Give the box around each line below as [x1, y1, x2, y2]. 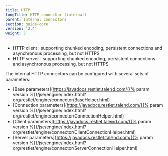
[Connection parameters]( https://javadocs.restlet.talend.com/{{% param [12, 102, 163, 108]
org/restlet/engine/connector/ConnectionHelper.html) [12, 113, 124, 119]
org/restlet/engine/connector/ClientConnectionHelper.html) [12, 129, 136, 135]
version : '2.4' [5, 26, 37, 31]
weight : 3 [5, 31, 26, 36]
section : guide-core [5, 21, 49, 27]
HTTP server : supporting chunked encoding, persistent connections [12, 56, 155, 61]
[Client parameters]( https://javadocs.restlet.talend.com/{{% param [12, 119, 151, 124]
